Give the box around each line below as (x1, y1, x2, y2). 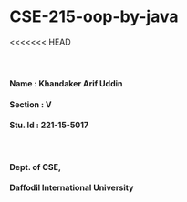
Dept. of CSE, (9, 161, 62, 172)
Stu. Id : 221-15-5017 (9, 120, 89, 131)
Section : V (9, 98, 52, 110)
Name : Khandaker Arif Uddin (9, 78, 123, 89)
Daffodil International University (9, 182, 134, 193)
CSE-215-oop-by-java (9, 6, 179, 27)
